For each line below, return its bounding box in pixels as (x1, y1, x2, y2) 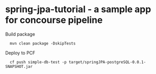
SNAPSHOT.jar (5, 64, 33, 69)
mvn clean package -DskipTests (10, 41, 76, 46)
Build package (5, 31, 35, 37)
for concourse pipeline (5, 14, 103, 26)
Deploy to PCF (5, 50, 35, 56)
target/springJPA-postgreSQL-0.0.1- (68, 59, 146, 64)
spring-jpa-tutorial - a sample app (5, 4, 151, 15)
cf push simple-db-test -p (10, 59, 67, 64)
